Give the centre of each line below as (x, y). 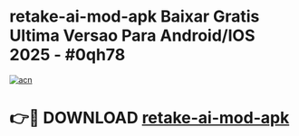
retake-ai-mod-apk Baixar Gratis (135, 17)
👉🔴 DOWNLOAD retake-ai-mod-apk (149, 118)
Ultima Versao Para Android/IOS (132, 36)
